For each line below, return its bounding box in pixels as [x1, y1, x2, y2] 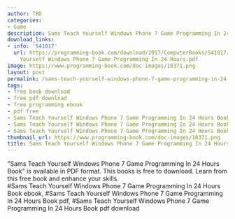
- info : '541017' [7, 43, 58, 50]
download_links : [7, 36, 55, 43]
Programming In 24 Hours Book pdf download [7, 204, 140, 213]
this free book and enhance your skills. [7, 174, 119, 183]
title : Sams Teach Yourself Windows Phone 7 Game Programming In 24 [7, 141, 211, 148]
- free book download [7, 88, 71, 95]
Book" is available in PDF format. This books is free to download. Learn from [7, 167, 227, 176]
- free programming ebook [7, 101, 83, 108]
